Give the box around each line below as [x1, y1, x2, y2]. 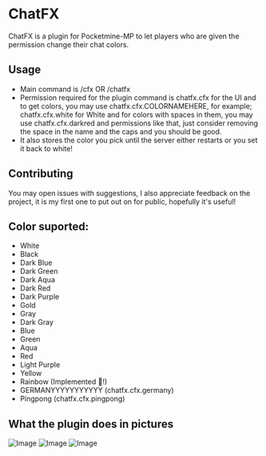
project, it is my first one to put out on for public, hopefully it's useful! [8, 197, 236, 206]
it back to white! [19, 143, 73, 153]
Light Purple [19, 360, 61, 370]
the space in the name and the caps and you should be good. [19, 126, 222, 136]
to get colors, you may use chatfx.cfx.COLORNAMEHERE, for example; [19, 101, 252, 110]
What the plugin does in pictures [8, 417, 174, 430]
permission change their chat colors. [8, 39, 129, 49]
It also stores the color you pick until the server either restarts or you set [19, 135, 258, 145]
